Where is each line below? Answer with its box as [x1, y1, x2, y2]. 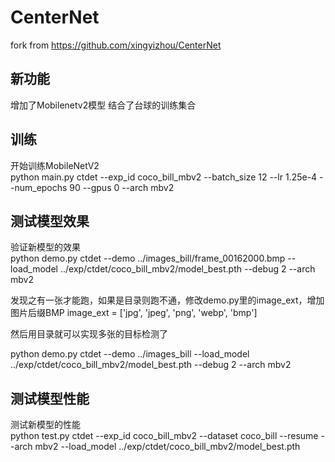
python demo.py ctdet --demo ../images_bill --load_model [10, 348, 250, 360]
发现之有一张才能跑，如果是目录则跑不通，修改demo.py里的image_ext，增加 [10, 294, 325, 306]
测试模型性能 [10, 390, 90, 407]
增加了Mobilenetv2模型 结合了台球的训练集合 [10, 99, 197, 111]
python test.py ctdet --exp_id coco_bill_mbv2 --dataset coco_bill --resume [10, 430, 319, 442]
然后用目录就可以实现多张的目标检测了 [10, 328, 168, 340]
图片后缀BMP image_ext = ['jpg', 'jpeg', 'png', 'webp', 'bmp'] [10, 307, 258, 319]
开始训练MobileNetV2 [10, 159, 100, 171]
